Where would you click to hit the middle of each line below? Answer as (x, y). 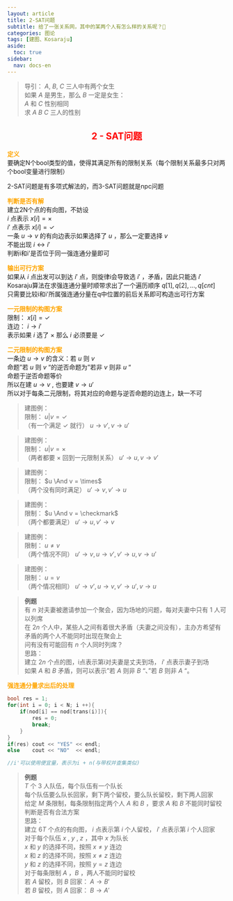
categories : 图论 (31, 33)
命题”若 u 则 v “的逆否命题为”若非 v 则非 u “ (69, 367)
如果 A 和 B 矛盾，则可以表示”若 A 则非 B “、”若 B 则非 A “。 (109, 671)
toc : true (27, 53)
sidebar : (20, 59)
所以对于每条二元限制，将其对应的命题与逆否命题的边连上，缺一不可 (105, 393)
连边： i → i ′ (24, 326)
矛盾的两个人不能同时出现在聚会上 (73, 636)
